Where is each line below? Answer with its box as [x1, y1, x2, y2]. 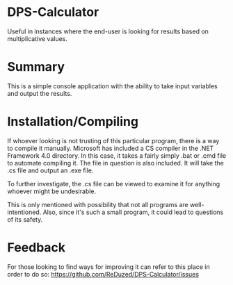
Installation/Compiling [7, 114, 139, 129]
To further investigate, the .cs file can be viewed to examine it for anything [7, 179, 220, 188]
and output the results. [7, 89, 72, 97]
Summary [7, 59, 65, 75]
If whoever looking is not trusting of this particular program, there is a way [7, 136, 220, 145]
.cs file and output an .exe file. [7, 166, 94, 174]
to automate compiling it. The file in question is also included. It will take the [7, 158, 224, 167]
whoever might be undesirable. [7, 187, 97, 195]
